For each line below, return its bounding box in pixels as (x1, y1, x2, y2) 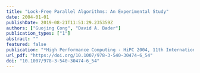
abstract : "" (6, 36, 39, 42)
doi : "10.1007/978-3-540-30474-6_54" (6, 58, 100, 64)
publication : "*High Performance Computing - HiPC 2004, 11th (6, 47, 164, 53)
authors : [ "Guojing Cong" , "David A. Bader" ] (6, 25, 121, 31)
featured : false (6, 42, 46, 48)
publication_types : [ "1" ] (6, 31, 70, 36)
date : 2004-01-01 (6, 14, 49, 20)
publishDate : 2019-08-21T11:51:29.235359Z (6, 19, 113, 25)
